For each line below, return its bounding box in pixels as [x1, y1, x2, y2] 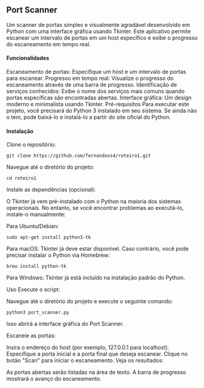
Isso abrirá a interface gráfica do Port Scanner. [6, 320, 124, 328]
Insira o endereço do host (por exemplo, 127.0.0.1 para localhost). [6, 344, 169, 351]
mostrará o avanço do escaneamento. [6, 375, 102, 383]
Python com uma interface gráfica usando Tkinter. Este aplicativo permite [6, 27, 191, 35]
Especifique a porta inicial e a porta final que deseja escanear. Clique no [6, 350, 188, 357]
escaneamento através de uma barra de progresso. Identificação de [6, 81, 178, 88]
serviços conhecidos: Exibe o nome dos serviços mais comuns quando [6, 88, 185, 95]
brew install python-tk [6, 264, 67, 270]
